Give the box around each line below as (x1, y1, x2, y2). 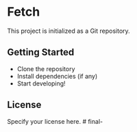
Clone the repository (16, 64, 75, 72)
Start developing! (16, 79, 66, 88)
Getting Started (7, 47, 75, 58)
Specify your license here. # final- (7, 117, 103, 125)
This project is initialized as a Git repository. (7, 27, 130, 35)
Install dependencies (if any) (16, 72, 98, 80)
